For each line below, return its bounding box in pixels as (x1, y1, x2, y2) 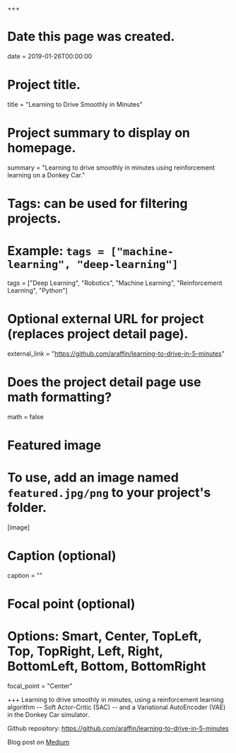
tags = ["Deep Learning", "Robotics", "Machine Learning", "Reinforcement (7, 279, 223, 287)
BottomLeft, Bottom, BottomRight (7, 658, 206, 675)
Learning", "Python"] (7, 286, 69, 294)
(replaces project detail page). (7, 326, 189, 342)
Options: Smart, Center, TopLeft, (7, 629, 202, 644)
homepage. (7, 140, 76, 156)
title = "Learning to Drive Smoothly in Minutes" (7, 100, 143, 108)
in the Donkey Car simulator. (7, 711, 90, 718)
